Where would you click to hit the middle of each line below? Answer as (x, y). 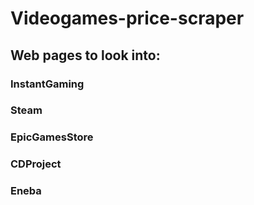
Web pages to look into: (85, 55)
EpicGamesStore (52, 137)
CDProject (36, 164)
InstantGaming (47, 84)
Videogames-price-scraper (127, 18)
